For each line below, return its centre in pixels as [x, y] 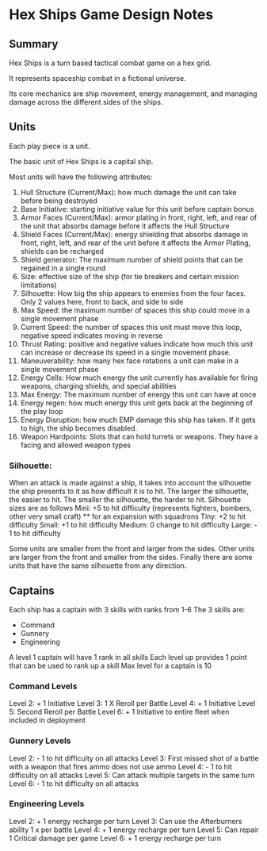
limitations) [38, 285]
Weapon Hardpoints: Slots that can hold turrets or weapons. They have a [139, 436]
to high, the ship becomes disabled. [79, 428]
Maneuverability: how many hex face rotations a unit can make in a [130, 360]
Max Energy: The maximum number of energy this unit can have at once [138, 394]
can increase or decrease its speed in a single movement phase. [126, 352]
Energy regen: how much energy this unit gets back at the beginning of [136, 403]
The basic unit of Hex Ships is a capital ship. [81, 161]
